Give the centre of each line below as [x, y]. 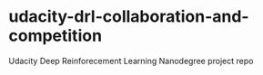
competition [55, 36]
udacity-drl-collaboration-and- [129, 17]
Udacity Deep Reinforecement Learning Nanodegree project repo [131, 61]
